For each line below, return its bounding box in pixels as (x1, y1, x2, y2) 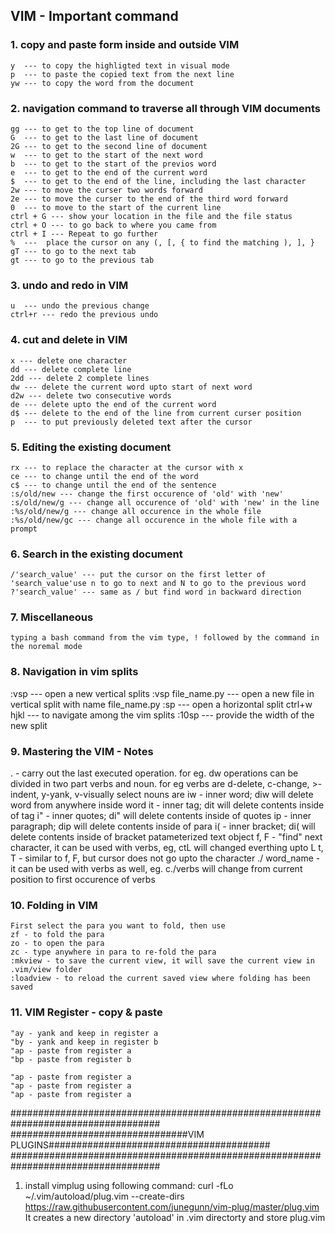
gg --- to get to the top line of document (10, 124, 195, 134)
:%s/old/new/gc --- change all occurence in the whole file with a (10, 515, 298, 525)
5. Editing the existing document (10, 440, 172, 454)
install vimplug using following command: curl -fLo (24, 1179, 234, 1191)
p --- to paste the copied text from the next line (10, 69, 235, 79)
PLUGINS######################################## (10, 1139, 271, 1151)
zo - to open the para (10, 939, 105, 949)
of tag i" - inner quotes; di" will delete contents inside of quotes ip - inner (10, 810, 312, 822)
